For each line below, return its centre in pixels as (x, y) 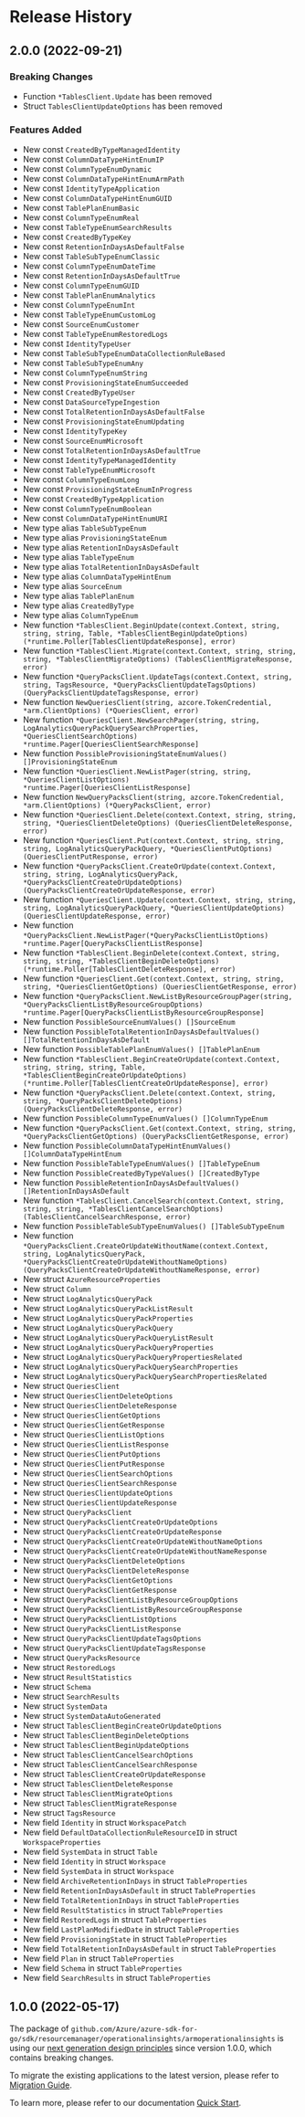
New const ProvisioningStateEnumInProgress (108, 490)
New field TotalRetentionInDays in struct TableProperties (131, 1901)
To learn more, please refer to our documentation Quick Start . (126, 2102)
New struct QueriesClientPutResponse (94, 1464)
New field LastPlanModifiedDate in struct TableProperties (131, 1930)
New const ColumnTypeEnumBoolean (87, 509)
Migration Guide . (41, 2085)
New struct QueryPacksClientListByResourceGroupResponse (132, 1609)
